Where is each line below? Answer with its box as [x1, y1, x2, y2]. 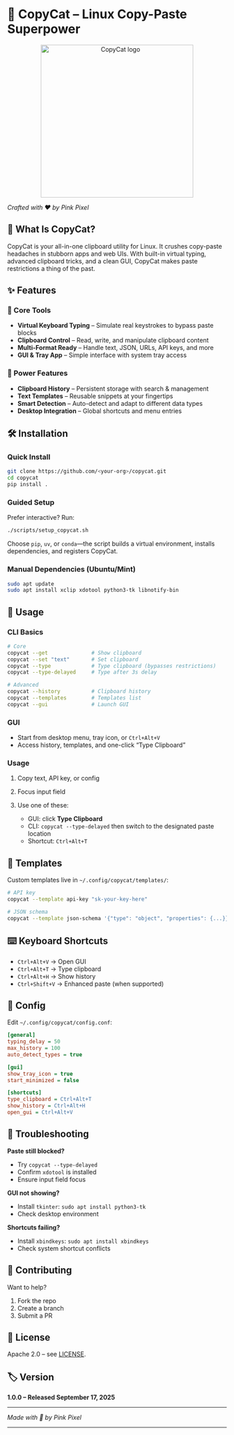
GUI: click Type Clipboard [27, 815, 103, 823]
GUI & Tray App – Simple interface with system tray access [17, 351, 187, 359]
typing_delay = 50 [7, 1038, 61, 1045]
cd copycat [7, 474, 39, 481]
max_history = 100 [7, 1044, 61, 1052]
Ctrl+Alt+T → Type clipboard [17, 964, 102, 973]
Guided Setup [7, 497, 55, 507]
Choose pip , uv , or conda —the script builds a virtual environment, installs [7, 539, 215, 548]
